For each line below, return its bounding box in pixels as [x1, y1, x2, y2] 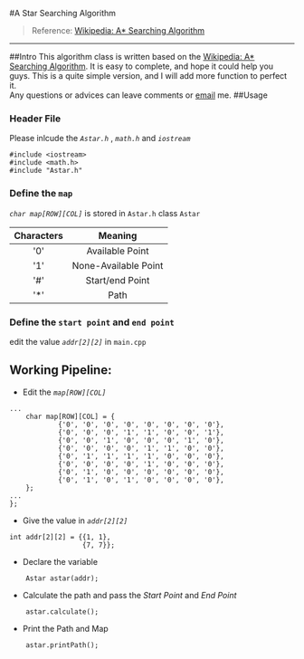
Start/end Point [85, 273, 150, 286]
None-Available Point [71, 259, 164, 272]
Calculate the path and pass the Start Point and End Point [22, 589, 237, 600]
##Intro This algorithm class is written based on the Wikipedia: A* [9, 52, 255, 62]
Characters [14, 229, 63, 242]
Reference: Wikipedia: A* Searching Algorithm [31, 25, 205, 35]
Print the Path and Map [22, 623, 109, 634]
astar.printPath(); [25, 640, 100, 650]
